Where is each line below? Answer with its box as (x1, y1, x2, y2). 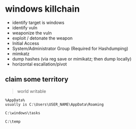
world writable (17, 88, 46, 94)
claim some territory (5, 75, 68, 84)
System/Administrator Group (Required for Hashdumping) (12, 45, 129, 51)
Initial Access (12, 40, 39, 46)
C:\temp (5, 119, 21, 124)
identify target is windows (12, 20, 65, 25)
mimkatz (12, 50, 30, 57)
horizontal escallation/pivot (12, 61, 67, 67)
